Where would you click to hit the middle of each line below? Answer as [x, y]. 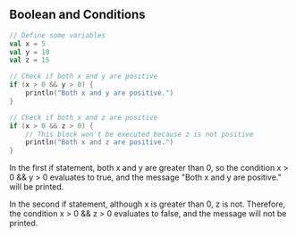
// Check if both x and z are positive [84, 117]
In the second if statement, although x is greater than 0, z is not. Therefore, [148, 204]
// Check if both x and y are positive [84, 76]
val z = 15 [30, 60]
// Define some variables [57, 35]
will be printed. [37, 187]
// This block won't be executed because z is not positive [140, 134]
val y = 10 [30, 52]
